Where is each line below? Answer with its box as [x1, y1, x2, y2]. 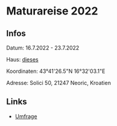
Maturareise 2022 [6, 4, 98, 18]
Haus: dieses [6, 56, 39, 63]
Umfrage [14, 113, 37, 120]
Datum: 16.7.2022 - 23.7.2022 [6, 44, 80, 51]
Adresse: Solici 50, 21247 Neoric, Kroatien [6, 80, 112, 86]
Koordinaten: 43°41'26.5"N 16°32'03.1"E [6, 68, 106, 75]
